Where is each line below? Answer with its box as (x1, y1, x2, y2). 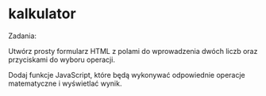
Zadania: (8, 31, 37, 40)
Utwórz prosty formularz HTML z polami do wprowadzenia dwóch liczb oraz (8, 46, 258, 56)
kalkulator (8, 5, 77, 23)
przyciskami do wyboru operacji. (8, 55, 115, 64)
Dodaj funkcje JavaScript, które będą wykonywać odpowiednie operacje (8, 70, 246, 79)
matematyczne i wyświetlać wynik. (8, 79, 122, 88)
